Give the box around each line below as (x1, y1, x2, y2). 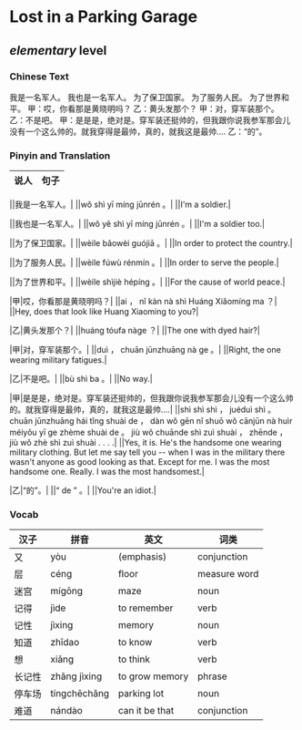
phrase (196, 670, 227, 683)
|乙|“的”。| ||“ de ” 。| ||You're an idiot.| (9, 485, 156, 496)
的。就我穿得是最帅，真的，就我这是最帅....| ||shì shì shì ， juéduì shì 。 (9, 404, 276, 416)
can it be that (117, 704, 175, 717)
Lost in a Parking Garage (9, 6, 198, 27)
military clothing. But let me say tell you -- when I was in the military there (9, 447, 286, 458)
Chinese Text (9, 70, 70, 83)
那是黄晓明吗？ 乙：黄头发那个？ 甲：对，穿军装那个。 (75, 103, 279, 114)
